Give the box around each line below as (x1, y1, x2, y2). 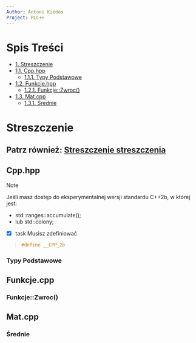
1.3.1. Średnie (24, 100, 57, 107)
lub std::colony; (15, 218, 54, 225)
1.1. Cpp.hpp (15, 67, 46, 75)
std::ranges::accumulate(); (15, 211, 81, 219)
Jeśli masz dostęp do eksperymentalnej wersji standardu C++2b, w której (6, 193, 191, 200)
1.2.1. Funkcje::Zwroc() (24, 86, 80, 94)
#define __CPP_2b (21, 242, 66, 248)
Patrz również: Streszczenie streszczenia (6, 145, 166, 155)
